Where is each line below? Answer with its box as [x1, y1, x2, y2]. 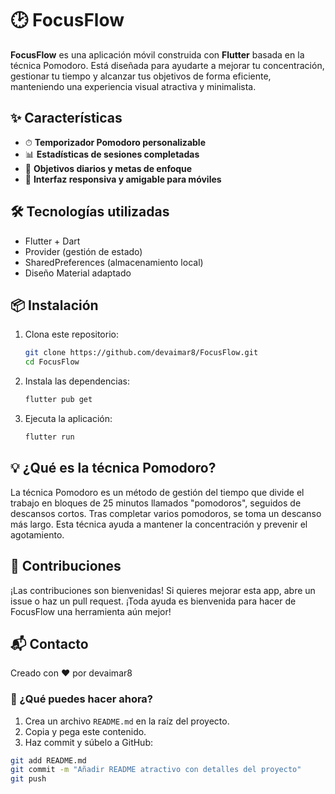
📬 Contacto [10, 635, 89, 652]
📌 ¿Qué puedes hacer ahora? [10, 692, 154, 706]
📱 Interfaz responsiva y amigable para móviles [24, 173, 222, 185]
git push [10, 774, 47, 784]
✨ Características [10, 110, 123, 127]
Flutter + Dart [24, 235, 81, 247]
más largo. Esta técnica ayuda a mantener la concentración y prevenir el [10, 518, 308, 530]
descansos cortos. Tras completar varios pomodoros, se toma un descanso [10, 507, 322, 519]
